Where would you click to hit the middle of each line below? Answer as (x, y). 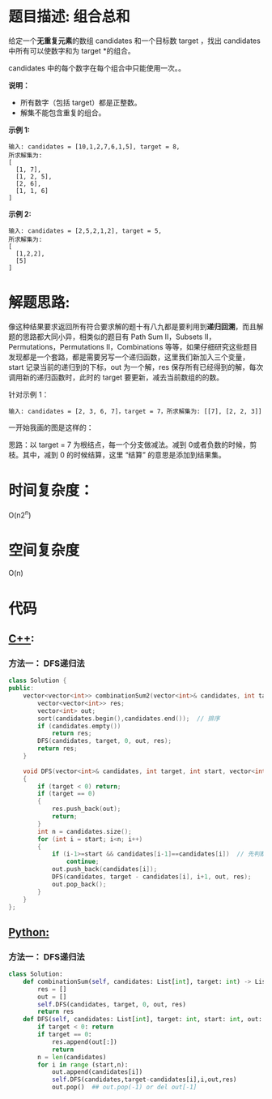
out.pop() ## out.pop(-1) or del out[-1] (124, 1088)
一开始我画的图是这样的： (51, 427)
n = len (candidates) (72, 1057)
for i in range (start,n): (83, 1065)
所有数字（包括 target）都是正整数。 (81, 102)
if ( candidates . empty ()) (79, 726)
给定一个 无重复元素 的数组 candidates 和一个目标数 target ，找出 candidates (134, 41)
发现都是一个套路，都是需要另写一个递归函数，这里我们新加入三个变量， (129, 357)
